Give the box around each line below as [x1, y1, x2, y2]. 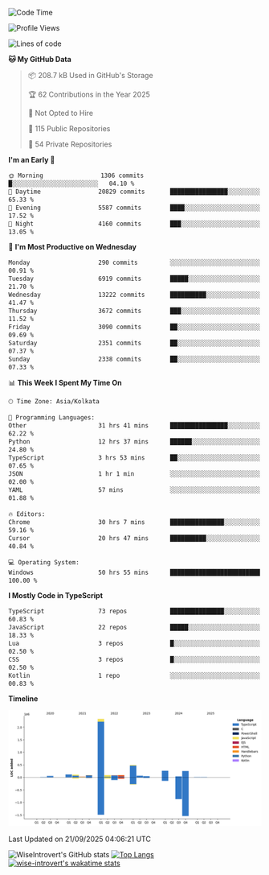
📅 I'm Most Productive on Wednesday [8, 242, 137, 251]
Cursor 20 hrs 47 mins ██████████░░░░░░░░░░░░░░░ [8, 534, 261, 543]
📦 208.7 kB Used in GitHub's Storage [27, 71, 154, 80]
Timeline [8, 694, 39, 704]
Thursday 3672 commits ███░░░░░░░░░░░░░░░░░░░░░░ [8, 307, 261, 315]
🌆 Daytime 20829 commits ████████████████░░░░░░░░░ [8, 188, 261, 196]
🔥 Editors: [8, 510, 46, 518]
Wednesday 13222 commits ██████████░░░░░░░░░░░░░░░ [8, 291, 261, 299]
